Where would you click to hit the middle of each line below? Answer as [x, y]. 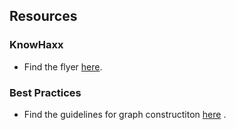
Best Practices [45, 92]
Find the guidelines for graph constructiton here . [125, 114]
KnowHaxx [36, 45]
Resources [43, 16]
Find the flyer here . [63, 66]
